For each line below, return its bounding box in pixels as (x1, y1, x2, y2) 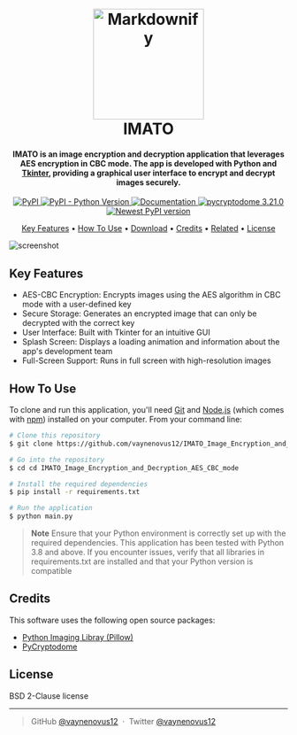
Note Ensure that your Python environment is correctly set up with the (30, 528, 286, 538)
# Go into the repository (9, 455, 104, 464)
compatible (30, 566, 72, 576)
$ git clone (9, 439, 53, 448)
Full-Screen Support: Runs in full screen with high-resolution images (21, 355, 271, 366)
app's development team (21, 346, 113, 357)
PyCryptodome (21, 641, 78, 652)
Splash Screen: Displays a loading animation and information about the (21, 337, 280, 347)
